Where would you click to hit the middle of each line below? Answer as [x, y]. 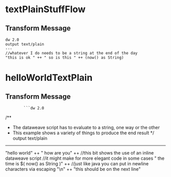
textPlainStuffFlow [45, 9]
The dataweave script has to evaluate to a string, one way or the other [86, 127]
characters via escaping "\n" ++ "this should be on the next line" [73, 169]
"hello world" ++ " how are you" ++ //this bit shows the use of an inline [80, 153]
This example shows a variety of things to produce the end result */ [83, 133]
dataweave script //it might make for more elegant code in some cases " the [85, 158]
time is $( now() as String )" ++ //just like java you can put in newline [77, 164]
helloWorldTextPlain [49, 78]
